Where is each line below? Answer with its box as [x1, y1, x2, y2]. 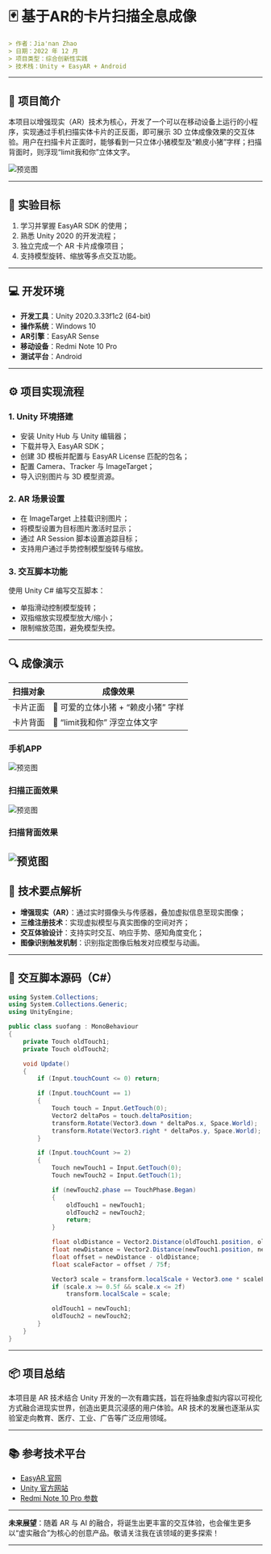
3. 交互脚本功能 [8, 566, 69, 577]
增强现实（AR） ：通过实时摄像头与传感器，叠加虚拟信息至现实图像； [19, 907, 246, 917]
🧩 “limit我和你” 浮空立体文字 [52, 716, 159, 727]
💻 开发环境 [8, 284, 65, 299]
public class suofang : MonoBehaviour [8, 1023, 139, 1031]
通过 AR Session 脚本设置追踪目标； [19, 534, 140, 543]
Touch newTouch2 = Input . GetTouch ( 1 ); [51, 1171, 182, 1179]
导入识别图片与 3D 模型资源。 [19, 471, 119, 481]
